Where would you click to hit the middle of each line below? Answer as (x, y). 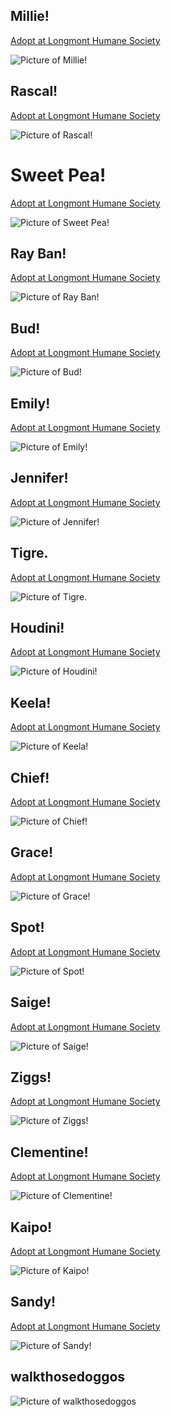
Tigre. (29, 553)
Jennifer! (39, 478)
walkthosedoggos (68, 1377)
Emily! (30, 403)
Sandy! (33, 1302)
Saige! (31, 1002)
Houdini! (37, 628)
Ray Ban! (38, 253)
